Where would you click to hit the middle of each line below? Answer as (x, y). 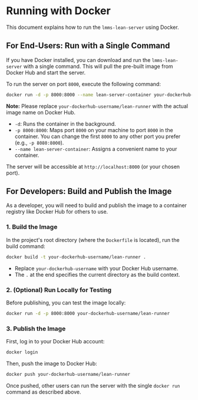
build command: (26, 246)
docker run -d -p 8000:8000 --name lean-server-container (79, 95)
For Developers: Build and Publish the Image (89, 191)
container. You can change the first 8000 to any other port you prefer (98, 136)
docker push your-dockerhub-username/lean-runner (68, 374)
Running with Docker (58, 11)
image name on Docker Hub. (41, 112)
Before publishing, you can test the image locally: (66, 303)
